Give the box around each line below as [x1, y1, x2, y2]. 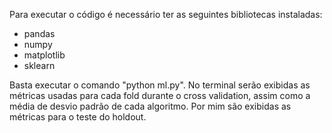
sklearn [23, 60, 56, 71]
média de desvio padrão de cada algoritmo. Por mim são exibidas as [9, 100, 292, 112]
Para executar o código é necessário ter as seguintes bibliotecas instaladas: [9, 9, 323, 20]
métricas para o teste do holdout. [9, 111, 147, 123]
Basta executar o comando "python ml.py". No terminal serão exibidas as [9, 79, 311, 91]
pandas [23, 28, 56, 39]
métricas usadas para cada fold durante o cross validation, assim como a [9, 90, 311, 101]
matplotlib [23, 49, 66, 61]
